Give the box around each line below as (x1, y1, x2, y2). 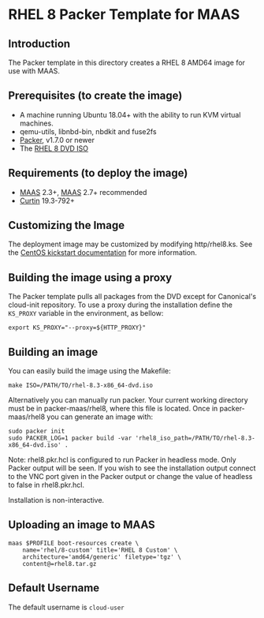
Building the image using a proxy (8, 271, 173, 284)
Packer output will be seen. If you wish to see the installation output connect (8, 463, 256, 473)
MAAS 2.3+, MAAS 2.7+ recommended (19, 187, 147, 197)
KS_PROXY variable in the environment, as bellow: (8, 309, 164, 318)
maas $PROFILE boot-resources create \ (8, 539, 139, 547)
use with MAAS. (8, 66, 61, 76)
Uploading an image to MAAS (8, 519, 155, 532)
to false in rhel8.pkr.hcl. (8, 480, 85, 490)
